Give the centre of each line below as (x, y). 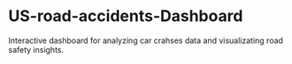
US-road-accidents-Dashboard (126, 16)
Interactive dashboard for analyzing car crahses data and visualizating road (146, 40)
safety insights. (36, 49)
